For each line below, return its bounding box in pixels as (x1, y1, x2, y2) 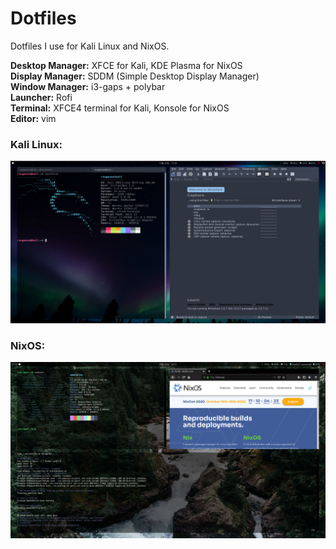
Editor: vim (10, 112, 57, 124)
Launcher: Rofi (10, 91, 73, 103)
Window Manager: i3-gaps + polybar (10, 80, 166, 92)
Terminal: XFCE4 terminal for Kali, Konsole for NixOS (10, 102, 230, 114)
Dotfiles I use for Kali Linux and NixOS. (10, 40, 170, 52)
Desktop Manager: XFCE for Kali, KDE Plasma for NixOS (10, 59, 243, 71)
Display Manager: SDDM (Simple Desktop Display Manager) (10, 70, 260, 82)
